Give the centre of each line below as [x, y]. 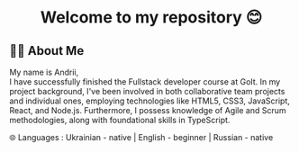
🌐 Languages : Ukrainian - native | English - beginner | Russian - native [141, 137]
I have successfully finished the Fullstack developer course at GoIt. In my [145, 82]
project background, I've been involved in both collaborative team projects [147, 91]
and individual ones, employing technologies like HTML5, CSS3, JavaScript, [150, 101]
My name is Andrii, [44, 72]
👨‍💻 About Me [47, 51]
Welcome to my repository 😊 [151, 18]
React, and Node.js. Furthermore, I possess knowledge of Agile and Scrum [148, 110]
